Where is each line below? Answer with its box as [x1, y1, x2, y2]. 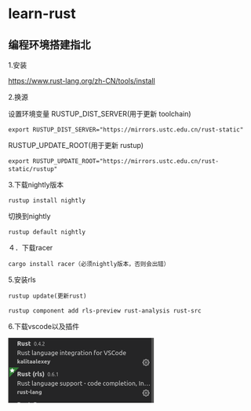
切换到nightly [8, 212, 51, 220]
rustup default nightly [8, 228, 86, 236]
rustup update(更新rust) [8, 292, 87, 300]
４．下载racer [8, 243, 53, 252]
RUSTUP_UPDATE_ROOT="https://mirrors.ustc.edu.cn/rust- [32, 157, 220, 165]
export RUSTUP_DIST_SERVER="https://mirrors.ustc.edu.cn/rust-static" [8, 126, 244, 134]
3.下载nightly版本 [8, 180, 64, 189]
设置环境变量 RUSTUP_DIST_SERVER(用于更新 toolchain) [8, 109, 191, 118]
